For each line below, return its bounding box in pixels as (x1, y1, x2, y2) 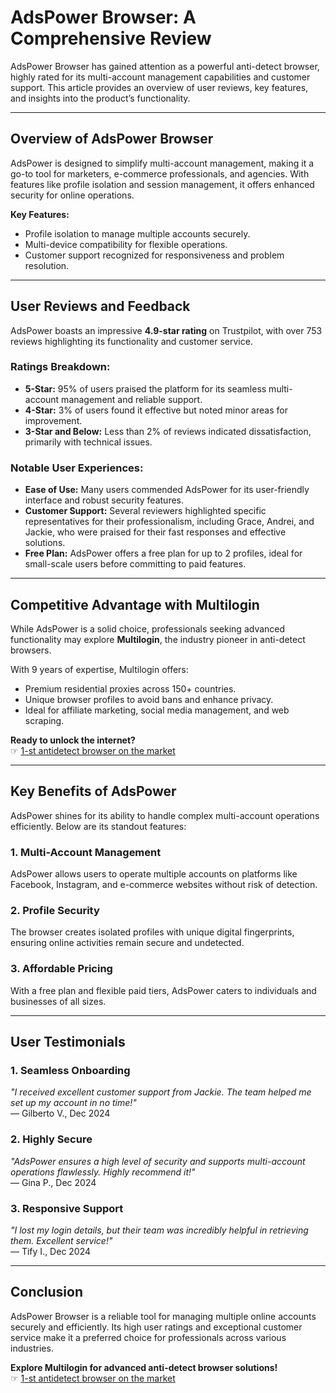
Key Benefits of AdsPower (10, 783, 177, 800)
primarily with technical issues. (24, 436, 153, 448)
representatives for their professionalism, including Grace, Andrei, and (24, 516, 315, 528)
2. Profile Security (10, 904, 100, 917)
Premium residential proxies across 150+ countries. (24, 682, 237, 695)
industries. (10, 1342, 54, 1354)
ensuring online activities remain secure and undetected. (10, 937, 245, 949)
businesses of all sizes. (10, 995, 107, 1007)
